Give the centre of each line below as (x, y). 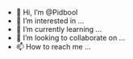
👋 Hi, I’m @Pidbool (47, 12)
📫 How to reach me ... (53, 47)
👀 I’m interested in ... (50, 21)
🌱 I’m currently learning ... (59, 29)
